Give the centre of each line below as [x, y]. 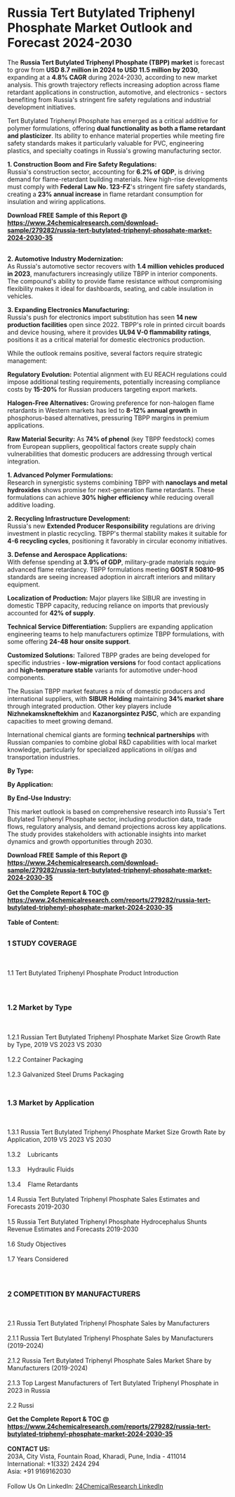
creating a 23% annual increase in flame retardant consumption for [105, 194]
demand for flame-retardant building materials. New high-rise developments [117, 179]
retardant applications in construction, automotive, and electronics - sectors [117, 92]
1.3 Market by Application [51, 1103]
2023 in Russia [29, 1391]
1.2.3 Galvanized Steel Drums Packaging [66, 1074]
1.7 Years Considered [38, 1259]
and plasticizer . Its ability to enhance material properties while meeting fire [116, 136]
